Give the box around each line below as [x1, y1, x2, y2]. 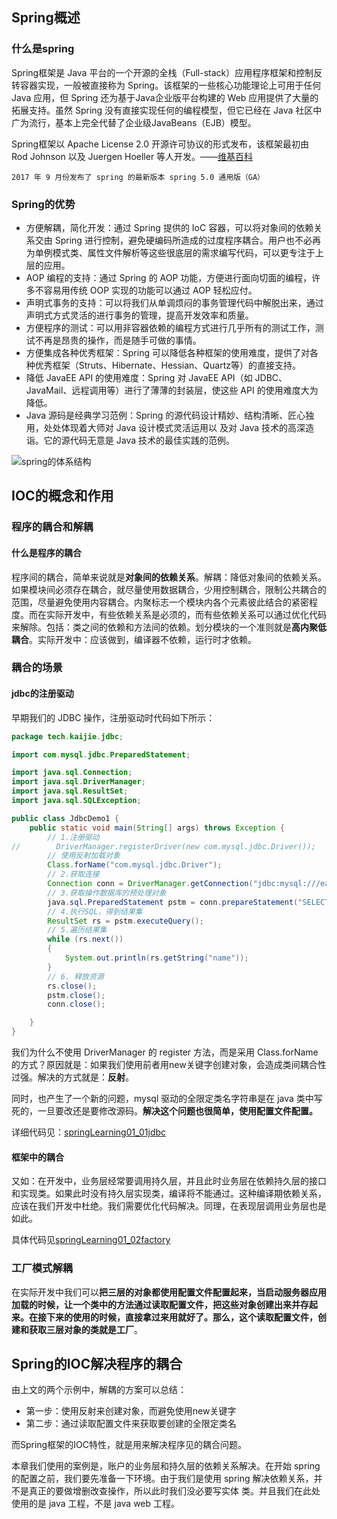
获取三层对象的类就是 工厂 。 [28, 1323, 143, 1335]
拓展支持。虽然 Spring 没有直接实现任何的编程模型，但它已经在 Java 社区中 [11, 104, 323, 116]
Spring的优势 [11, 197, 76, 211]
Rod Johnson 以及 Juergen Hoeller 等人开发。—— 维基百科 [11, 150, 254, 162]
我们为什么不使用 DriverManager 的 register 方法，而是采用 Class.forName [11, 1046, 319, 1058]
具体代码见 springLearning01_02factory [11, 1234, 171, 1246]
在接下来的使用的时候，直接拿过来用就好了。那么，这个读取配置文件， [29, 1311, 318, 1323]
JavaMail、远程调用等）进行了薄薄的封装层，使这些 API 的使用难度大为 [25, 384, 319, 396]
